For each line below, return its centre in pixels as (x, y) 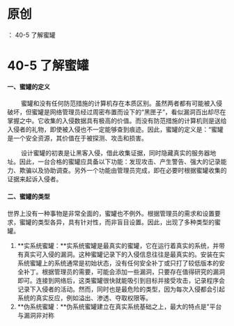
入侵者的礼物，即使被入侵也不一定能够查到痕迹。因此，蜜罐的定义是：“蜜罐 (116, 130)
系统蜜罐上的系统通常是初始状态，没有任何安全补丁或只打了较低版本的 (118, 263)
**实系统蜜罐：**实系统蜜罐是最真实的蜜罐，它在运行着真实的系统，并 (118, 245)
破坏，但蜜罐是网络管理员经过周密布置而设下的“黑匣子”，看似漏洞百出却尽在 (117, 112)
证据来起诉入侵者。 (35, 179)
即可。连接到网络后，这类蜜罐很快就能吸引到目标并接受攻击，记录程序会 (121, 280)
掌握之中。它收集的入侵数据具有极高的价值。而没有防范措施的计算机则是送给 (117, 121)
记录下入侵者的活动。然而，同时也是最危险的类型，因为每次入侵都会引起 (121, 289)
